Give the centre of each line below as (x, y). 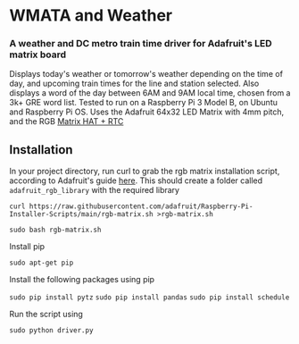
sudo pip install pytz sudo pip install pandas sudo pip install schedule (149, 298)
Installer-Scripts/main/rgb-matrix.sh (81, 214)
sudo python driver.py (51, 331)
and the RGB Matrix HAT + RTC (66, 122)
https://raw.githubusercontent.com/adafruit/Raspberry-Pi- (141, 206)
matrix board (38, 55)
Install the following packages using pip (82, 280)
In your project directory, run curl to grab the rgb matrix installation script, (145, 172)
